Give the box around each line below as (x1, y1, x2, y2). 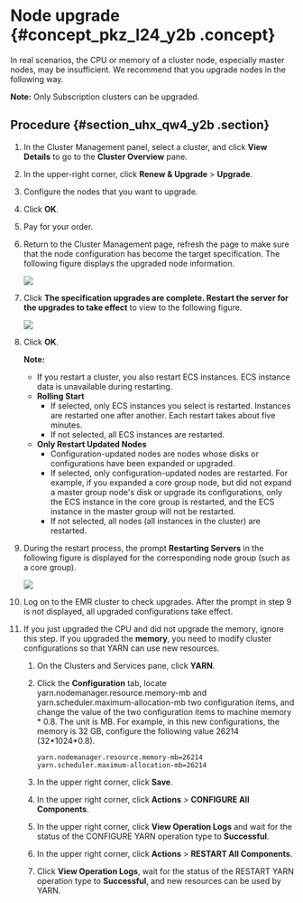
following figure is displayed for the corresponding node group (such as (23, 552, 291, 563)
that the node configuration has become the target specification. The (23, 248, 280, 259)
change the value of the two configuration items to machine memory (36, 706, 292, 717)
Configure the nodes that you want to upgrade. (23, 186, 198, 197)
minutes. (50, 419, 83, 430)
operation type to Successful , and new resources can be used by (36, 875, 282, 886)
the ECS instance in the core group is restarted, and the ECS (50, 496, 275, 507)
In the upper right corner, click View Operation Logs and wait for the (36, 821, 292, 832)
